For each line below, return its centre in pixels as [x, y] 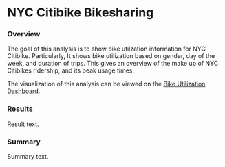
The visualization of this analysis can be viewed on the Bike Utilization [106, 84]
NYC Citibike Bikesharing [81, 13]
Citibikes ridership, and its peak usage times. [71, 70]
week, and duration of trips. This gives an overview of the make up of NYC [113, 64]
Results [20, 109]
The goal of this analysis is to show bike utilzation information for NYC [107, 49]
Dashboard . [24, 91]
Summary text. [28, 157]
